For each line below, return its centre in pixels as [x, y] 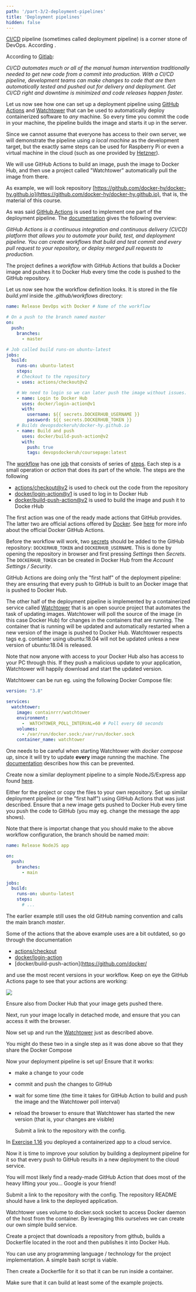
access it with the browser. [39, 1021]
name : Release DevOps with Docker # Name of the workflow [78, 306]
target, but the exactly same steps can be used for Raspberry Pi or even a [95, 146]
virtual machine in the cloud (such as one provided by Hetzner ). [83, 153]
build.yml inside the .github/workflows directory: [64, 296]
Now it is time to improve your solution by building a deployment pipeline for [98, 1153]
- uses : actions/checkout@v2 [52, 382]
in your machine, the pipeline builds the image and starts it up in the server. [97, 123]
